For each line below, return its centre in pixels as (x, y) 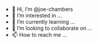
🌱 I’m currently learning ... (43, 22)
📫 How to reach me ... (39, 35)
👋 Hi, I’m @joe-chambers (42, 9)
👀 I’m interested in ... (37, 15)
